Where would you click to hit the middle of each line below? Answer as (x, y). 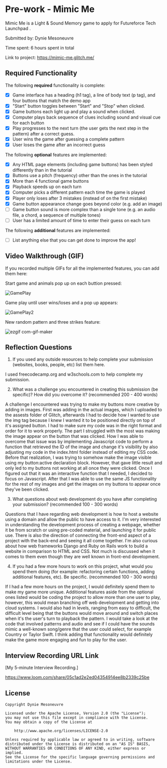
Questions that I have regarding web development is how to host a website (82, 514)
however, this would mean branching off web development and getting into (82, 603)
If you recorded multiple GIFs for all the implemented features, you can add (82, 268)
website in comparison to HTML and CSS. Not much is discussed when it (80, 551)
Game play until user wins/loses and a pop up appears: (62, 302)
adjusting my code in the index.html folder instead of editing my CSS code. (82, 452)
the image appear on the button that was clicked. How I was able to (74, 436)
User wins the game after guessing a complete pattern (68, 139)
